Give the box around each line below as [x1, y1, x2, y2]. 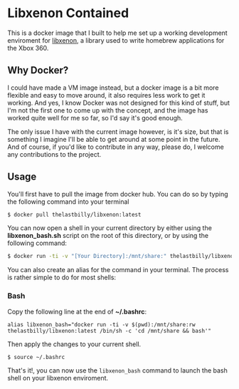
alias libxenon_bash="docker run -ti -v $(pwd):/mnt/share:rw [7, 321, 196, 328]
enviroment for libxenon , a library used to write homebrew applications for [7, 36, 225, 44]
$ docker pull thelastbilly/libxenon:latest [7, 211, 142, 218]
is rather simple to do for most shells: [7, 273, 116, 282]
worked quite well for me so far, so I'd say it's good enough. [7, 113, 183, 122]
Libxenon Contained [7, 5, 129, 21]
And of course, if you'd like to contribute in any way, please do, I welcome [7, 142, 224, 151]
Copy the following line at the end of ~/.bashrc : [7, 307, 147, 316]
